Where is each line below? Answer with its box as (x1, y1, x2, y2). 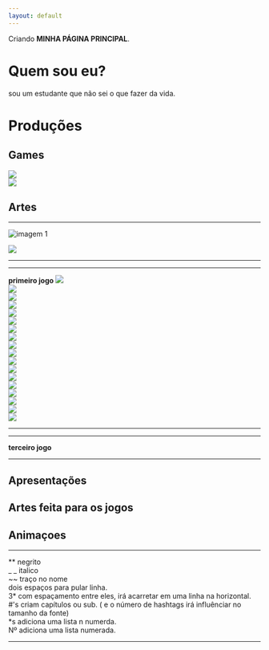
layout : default (8, 11, 62, 20)
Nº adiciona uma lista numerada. (8, 625, 116, 635)
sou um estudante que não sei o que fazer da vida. (8, 88, 176, 98)
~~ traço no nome (8, 574, 68, 583)
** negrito (8, 557, 42, 567)
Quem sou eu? (8, 62, 106, 80)
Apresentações (8, 473, 87, 487)
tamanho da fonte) (8, 607, 70, 618)
